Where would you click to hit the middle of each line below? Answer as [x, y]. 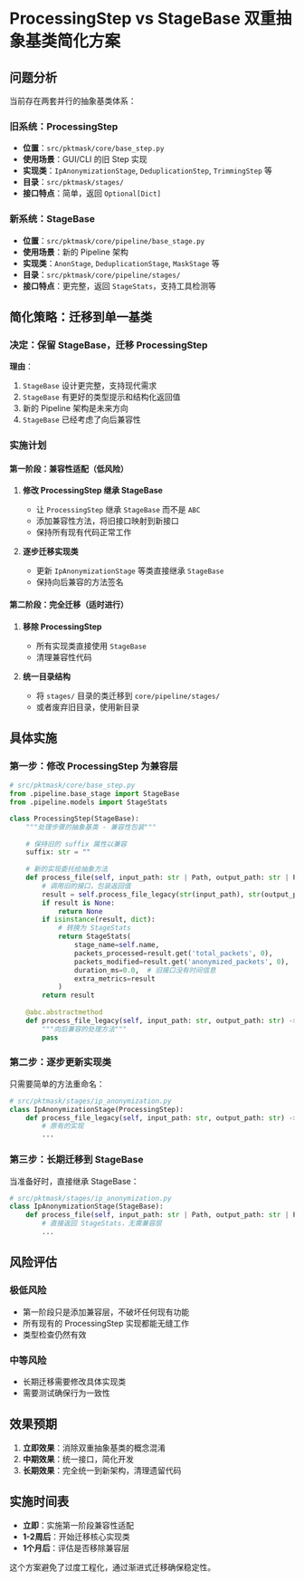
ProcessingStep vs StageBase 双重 [142, 19]
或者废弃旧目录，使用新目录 [88, 706]
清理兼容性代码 [64, 656]
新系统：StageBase [52, 219]
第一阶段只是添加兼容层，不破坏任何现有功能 [106, 1312]
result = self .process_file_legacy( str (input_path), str [151, 894]
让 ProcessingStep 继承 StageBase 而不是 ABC [118, 510]
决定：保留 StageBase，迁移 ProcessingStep [109, 345]
